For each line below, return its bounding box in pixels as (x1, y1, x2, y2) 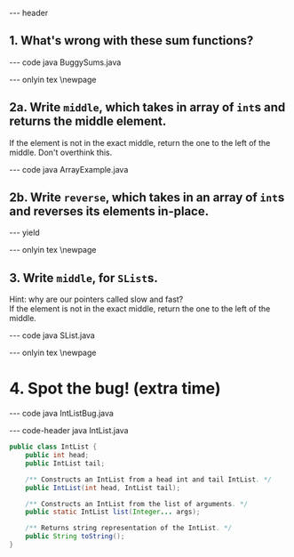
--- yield (9, 227, 40, 238)
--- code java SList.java (9, 330, 95, 341)
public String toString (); (25, 532, 125, 541)
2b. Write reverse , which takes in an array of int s (9, 190, 285, 206)
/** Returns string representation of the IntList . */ (25, 524, 233, 533)
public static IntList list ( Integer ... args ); (25, 507, 201, 517)
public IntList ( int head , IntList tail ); (25, 483, 180, 492)
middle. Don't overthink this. (9, 147, 113, 157)
